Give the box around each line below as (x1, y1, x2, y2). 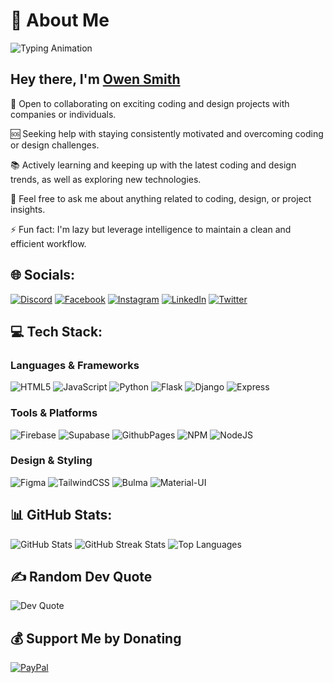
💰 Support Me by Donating (10, 630, 182, 647)
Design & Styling (10, 454, 93, 468)
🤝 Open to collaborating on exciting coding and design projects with (10, 97, 290, 109)
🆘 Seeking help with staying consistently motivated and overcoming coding (10, 127, 324, 139)
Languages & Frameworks (10, 358, 140, 372)
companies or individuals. (10, 108, 117, 120)
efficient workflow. (10, 237, 87, 249)
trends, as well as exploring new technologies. (10, 173, 202, 185)
